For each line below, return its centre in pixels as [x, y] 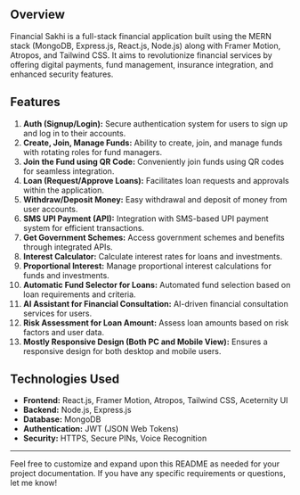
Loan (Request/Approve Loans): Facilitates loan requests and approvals [156, 180]
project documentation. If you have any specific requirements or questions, [148, 474]
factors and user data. [64, 332]
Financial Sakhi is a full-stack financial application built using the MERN [141, 36]
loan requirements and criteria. [79, 294]
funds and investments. [66, 275]
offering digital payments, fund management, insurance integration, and [142, 64]
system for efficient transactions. [84, 227]
